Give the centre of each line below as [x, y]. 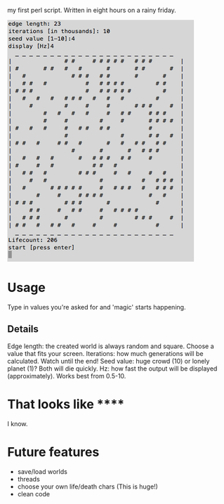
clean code [34, 493]
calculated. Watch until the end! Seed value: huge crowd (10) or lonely [108, 361]
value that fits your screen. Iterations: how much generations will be [105, 353]
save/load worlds [42, 471]
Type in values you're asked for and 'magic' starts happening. [97, 307]
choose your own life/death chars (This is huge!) [87, 486]
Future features [53, 452]
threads [28, 479]
